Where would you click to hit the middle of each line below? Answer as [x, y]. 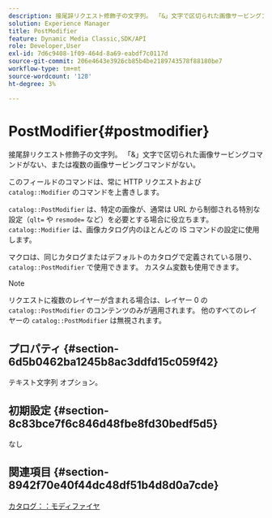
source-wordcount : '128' [50, 76]
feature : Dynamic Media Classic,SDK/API [78, 39]
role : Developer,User [45, 46]
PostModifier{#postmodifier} [109, 131]
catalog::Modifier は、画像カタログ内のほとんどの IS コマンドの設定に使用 [134, 230]
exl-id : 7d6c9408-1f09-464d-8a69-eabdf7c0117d [88, 54]
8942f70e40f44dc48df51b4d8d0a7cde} [114, 485]
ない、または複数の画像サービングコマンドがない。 [115, 165]
